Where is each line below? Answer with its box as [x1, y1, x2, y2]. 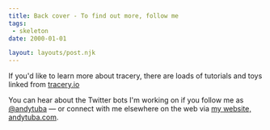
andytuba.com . [8, 112, 59, 122]
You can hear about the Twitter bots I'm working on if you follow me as [8, 95, 244, 105]
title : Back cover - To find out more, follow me [8, 11, 179, 20]
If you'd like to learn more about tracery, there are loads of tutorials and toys [8, 71, 263, 81]
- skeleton [11, 27, 49, 35]
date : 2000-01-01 [8, 34, 67, 43]
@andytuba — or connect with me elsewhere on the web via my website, [8, 104, 252, 114]
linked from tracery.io [8, 80, 80, 90]
